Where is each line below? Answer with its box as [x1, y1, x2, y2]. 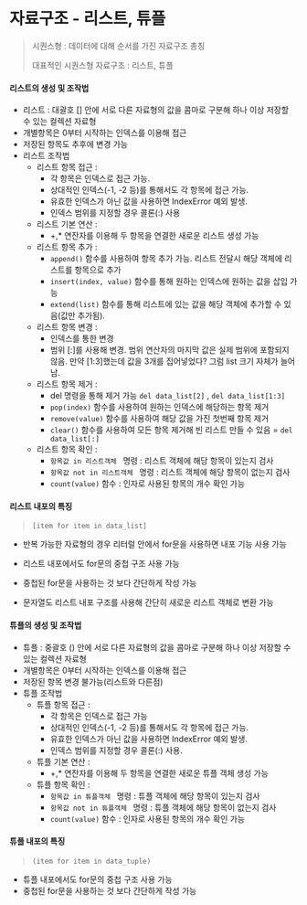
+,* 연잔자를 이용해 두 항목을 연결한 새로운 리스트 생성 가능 [49, 230, 259, 241]
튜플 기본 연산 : [36, 756, 90, 767]
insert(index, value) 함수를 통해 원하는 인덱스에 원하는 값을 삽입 [49, 276, 288, 287]
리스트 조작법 [22, 150, 70, 161]
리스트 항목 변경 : [36, 322, 98, 333]
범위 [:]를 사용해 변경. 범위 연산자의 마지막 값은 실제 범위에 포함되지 [49, 345, 290, 356]
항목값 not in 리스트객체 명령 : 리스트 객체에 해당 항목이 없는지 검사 [49, 467, 291, 478]
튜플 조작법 [22, 687, 63, 698]
